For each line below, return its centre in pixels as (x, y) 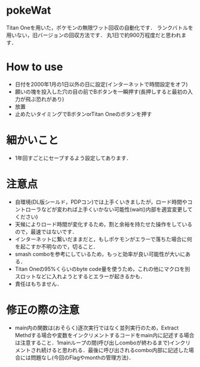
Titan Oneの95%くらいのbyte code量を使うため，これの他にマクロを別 (102, 269)
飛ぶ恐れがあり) (45, 99)
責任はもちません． (39, 284)
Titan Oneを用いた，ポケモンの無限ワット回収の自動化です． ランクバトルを (100, 27)
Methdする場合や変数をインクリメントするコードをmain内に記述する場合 (104, 335)
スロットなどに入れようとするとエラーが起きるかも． (80, 276)
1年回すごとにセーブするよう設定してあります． (73, 158)
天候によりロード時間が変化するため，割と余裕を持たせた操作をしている (104, 224)
